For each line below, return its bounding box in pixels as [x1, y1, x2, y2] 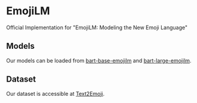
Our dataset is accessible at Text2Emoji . [6, 90, 105, 97]
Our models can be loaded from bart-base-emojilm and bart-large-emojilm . [6, 57, 192, 64]
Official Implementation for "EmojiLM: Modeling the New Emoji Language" [6, 24, 188, 31]
